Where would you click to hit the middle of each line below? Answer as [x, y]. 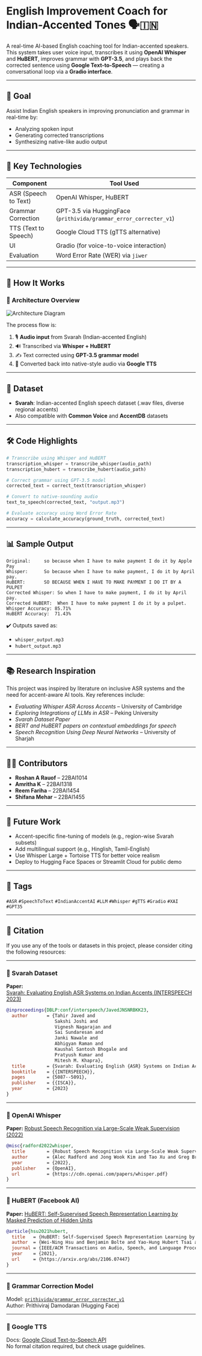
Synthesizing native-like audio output [61, 141]
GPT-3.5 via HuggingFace [93, 211]
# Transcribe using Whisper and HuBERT [56, 458]
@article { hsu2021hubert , [37, 1231]
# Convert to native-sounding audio [52, 497]
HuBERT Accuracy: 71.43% [38, 613]
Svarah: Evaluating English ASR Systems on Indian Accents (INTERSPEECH [99, 992]
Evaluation [24, 255]
